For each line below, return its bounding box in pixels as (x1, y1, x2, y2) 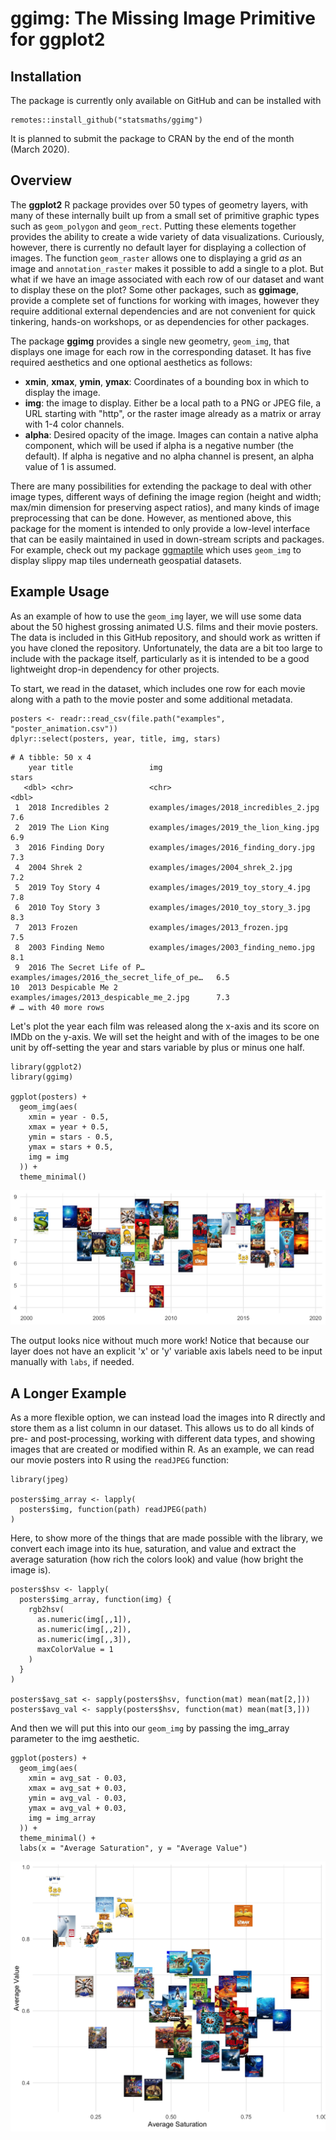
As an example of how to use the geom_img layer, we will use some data (10, 610, 302, 622)
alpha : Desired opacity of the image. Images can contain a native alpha (24, 428, 319, 441)
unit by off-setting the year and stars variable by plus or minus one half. (10, 1041, 305, 1053)
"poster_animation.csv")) (10, 723, 118, 734)
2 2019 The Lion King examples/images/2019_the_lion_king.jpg (14, 822, 320, 832)
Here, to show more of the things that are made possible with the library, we (10, 1532, 323, 1544)
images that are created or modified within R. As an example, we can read (10, 1443, 315, 1456)
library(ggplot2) (10, 1062, 83, 1072)
